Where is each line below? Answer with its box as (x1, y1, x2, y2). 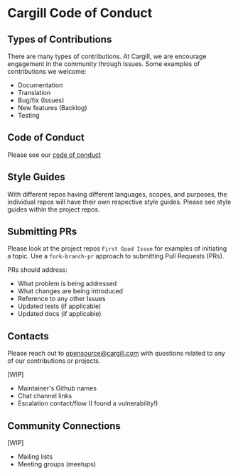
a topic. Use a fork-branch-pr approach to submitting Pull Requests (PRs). (7, 252, 225, 261)
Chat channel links (17, 392, 72, 400)
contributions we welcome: (7, 67, 87, 75)
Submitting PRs (7, 226, 77, 238)
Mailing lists (17, 452, 53, 461)
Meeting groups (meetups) (17, 460, 97, 469)
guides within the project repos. (7, 204, 101, 214)
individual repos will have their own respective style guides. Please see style (7, 197, 232, 206)
